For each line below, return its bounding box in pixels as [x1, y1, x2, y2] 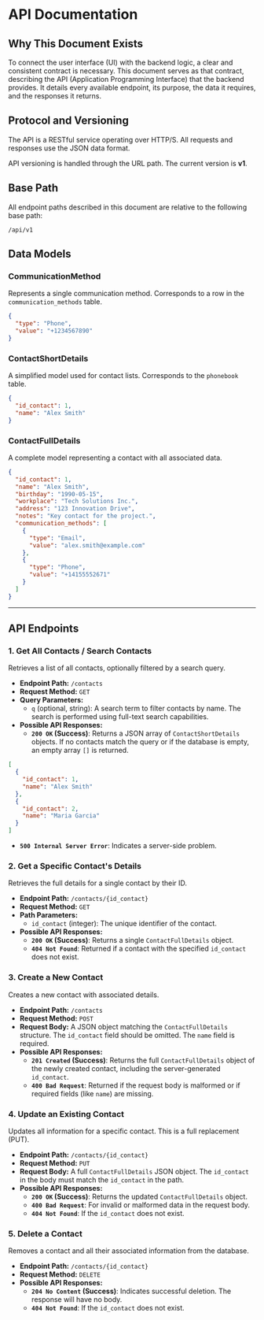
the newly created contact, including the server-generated [31, 1063, 221, 1073]
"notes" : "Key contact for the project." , [15, 512, 156, 521]
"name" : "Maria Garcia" [22, 812, 101, 820]
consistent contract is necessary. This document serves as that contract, [8, 66, 244, 76]
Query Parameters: [19, 695, 84, 705]
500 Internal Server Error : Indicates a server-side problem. [19, 841, 218, 851]
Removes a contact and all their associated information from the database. [8, 1246, 250, 1255]
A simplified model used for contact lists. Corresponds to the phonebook [8, 371, 239, 380]
